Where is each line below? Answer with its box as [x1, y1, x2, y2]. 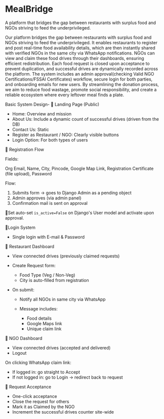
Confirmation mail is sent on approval [12, 200, 88, 206]
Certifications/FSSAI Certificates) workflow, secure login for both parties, [5, 76, 153, 82]
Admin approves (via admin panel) [12, 195, 82, 201]
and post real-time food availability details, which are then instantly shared [5, 45, 156, 51]
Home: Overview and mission [12, 111, 72, 116]
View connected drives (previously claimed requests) [12, 253, 120, 259]
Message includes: [19, 306, 58, 311]
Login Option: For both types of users [12, 137, 88, 143]
